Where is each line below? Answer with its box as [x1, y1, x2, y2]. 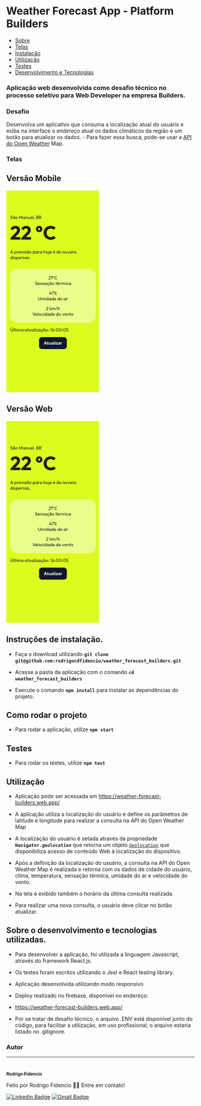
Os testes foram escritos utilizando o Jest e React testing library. [14, 969, 175, 976]
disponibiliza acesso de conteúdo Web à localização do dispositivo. [14, 847, 182, 855]
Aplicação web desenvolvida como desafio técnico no [6, 83, 167, 92]
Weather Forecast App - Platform [6, 4, 174, 18]
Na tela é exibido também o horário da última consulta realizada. [14, 889, 174, 897]
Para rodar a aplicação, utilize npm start [14, 726, 114, 733]
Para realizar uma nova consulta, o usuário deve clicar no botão [14, 901, 172, 909]
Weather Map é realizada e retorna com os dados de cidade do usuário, [14, 865, 193, 873]
